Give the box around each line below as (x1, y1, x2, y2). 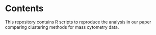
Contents (5, 3, 44, 14)
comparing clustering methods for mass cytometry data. (5, 24, 119, 30)
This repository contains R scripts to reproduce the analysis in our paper (5, 19, 152, 25)
